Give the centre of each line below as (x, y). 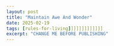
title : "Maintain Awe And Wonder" (49, 17)
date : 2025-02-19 (28, 23)
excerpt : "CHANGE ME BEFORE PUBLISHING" (58, 34)
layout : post (22, 12)
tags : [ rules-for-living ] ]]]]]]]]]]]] (55, 28)
